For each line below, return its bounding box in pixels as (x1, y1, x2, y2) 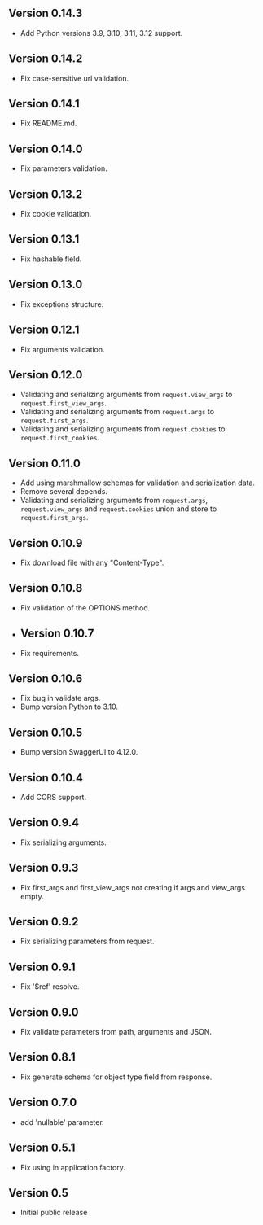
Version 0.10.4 (8, 771, 84, 785)
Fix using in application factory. (20, 1162, 126, 1172)
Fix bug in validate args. (20, 693, 101, 703)
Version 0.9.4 (8, 816, 80, 829)
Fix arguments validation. (20, 344, 105, 354)
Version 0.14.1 (8, 97, 80, 111)
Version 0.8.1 (8, 1050, 76, 1065)
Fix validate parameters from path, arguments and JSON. (20, 1027, 213, 1037)
